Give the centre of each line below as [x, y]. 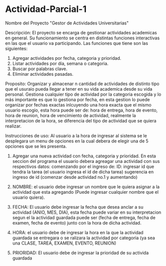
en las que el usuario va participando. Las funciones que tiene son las [77, 43]
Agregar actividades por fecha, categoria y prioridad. [67, 58]
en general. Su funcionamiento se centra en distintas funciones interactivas [83, 38]
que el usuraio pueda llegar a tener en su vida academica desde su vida [79, 89]
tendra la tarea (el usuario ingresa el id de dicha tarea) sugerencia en [83, 172]
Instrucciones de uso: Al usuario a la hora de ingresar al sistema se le [76, 135]
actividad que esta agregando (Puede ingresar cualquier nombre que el [85, 192]
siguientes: [16, 48]
